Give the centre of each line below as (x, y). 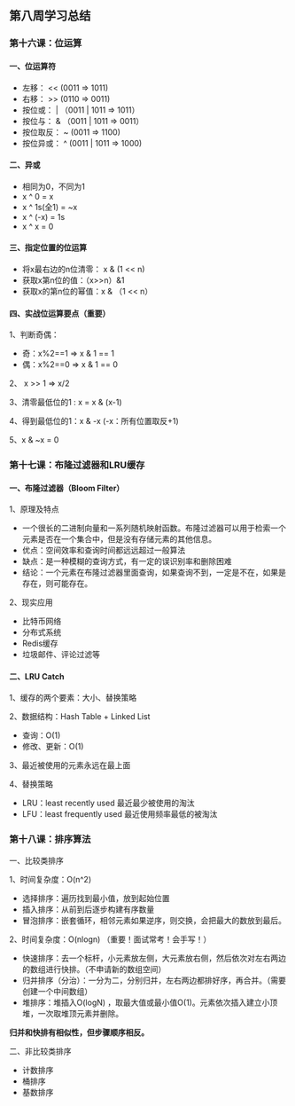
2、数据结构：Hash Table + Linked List (80, 717)
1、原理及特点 (34, 509)
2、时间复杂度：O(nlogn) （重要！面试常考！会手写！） (110, 939)
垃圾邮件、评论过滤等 (61, 655)
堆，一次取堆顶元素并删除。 (73, 1013)
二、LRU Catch (37, 676)
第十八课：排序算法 (50, 839)
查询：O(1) (41, 735)
